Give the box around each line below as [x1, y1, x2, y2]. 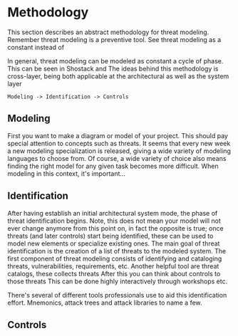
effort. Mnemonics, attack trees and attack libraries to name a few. [7, 298, 202, 307]
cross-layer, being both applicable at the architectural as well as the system [7, 72, 229, 80]
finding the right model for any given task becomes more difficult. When [7, 162, 219, 170]
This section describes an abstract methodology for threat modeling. [7, 28, 209, 36]
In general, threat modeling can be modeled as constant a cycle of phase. [7, 56, 224, 65]
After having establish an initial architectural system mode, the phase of [7, 209, 218, 217]
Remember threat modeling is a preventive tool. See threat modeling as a [7, 35, 222, 43]
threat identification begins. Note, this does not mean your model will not [7, 216, 221, 225]
